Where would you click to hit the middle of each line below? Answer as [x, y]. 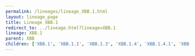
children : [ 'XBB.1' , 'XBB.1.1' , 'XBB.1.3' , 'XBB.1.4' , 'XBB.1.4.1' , [91, 44]
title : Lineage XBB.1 [32, 22]
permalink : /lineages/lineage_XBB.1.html [57, 11]
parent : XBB [20, 38]
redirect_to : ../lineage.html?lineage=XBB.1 [61, 28]
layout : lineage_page [32, 17]
